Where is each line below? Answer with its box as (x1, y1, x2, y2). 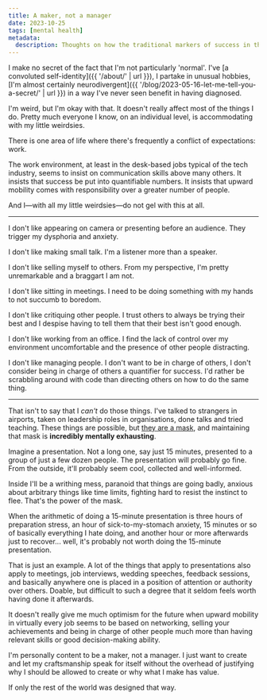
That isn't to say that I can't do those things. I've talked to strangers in (8, 406, 238, 416)
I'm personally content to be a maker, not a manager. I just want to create (8, 651, 248, 660)
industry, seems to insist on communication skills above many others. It (8, 168, 242, 178)
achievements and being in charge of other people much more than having (8, 627, 253, 636)
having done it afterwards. (8, 594, 95, 604)
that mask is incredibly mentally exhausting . (8, 431, 157, 441)
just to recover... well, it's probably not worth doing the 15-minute (8, 537, 222, 547)
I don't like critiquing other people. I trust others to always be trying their (8, 311, 246, 320)
